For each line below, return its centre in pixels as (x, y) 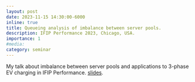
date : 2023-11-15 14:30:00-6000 (46, 17)
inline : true (22, 22)
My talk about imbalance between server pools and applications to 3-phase (97, 66)
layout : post (22, 11)
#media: (16, 45)
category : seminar (28, 50)
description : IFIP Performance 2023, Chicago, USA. (70, 33)
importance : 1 (23, 39)
